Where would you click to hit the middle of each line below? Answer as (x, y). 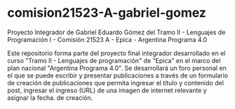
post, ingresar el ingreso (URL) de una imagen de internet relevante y (107, 90)
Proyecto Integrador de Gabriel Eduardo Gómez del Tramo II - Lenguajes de (116, 32)
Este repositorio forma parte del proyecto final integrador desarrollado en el (116, 53)
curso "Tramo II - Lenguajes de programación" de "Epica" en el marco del (114, 60)
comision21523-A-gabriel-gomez (107, 13)
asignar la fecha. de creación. (50, 97)
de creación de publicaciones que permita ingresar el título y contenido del (116, 82)
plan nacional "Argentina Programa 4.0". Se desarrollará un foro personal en (117, 68)
